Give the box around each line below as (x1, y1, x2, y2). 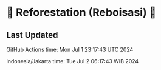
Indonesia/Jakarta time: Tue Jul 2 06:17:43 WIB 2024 (6, 58, 139, 65)
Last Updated (6, 30, 58, 40)
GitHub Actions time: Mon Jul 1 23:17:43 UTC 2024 (6, 46, 134, 53)
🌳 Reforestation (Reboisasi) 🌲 (6, 5, 157, 19)
